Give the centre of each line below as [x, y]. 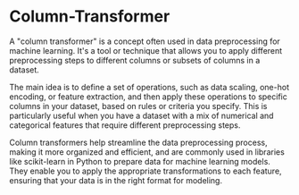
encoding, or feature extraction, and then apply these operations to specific [148, 97]
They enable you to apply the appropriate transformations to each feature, [146, 171]
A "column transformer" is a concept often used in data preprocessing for [145, 41]
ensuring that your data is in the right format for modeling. [116, 180]
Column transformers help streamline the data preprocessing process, [138, 142]
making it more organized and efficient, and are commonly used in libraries [147, 152]
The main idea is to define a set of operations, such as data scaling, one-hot [149, 87]
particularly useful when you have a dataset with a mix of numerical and [141, 115]
